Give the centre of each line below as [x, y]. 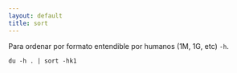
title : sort [28, 23]
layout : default [35, 16]
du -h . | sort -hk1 [43, 61]
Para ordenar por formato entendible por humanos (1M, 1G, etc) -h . [118, 46]
